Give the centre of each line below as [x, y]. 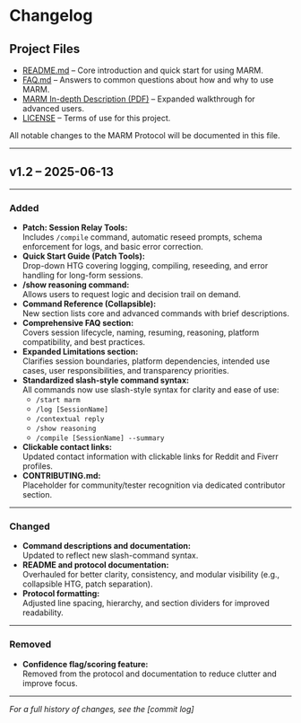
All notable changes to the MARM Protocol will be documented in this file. [145, 135]
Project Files [45, 49]
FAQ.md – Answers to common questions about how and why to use [148, 80]
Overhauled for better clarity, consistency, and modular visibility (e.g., [151, 575]
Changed [30, 526]
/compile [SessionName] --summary [100, 438]
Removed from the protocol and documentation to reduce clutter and [150, 674]
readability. [43, 613]
